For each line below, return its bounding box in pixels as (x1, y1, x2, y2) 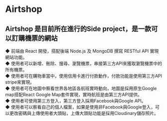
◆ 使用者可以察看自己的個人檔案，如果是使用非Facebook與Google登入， (5, 104, 156, 110)
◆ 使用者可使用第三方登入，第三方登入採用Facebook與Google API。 (5, 98, 146, 104)
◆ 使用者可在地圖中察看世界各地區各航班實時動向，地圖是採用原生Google (5, 86, 157, 91)
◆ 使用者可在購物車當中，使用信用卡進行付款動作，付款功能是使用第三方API (5, 73, 163, 79)
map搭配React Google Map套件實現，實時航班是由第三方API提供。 (5, 92, 142, 98)
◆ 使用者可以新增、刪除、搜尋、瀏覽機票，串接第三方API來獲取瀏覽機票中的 (5, 61, 163, 66)
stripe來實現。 (5, 79, 35, 85)
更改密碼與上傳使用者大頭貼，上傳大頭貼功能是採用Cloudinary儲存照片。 (9, 111, 159, 116)
